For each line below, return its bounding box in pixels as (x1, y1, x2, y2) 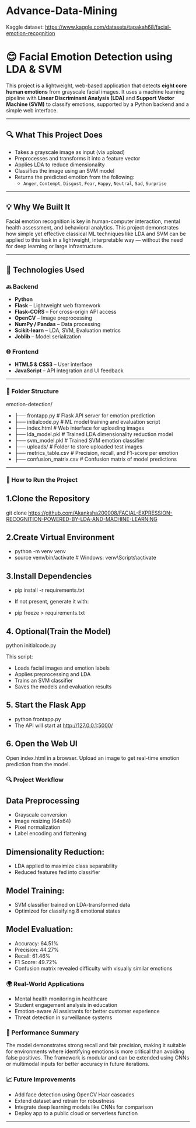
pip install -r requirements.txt (14, 587, 85, 594)
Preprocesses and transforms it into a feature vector (14, 155, 141, 162)
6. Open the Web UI (6, 739, 78, 749)
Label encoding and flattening (14, 830, 87, 837)
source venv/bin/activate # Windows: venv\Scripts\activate (14, 554, 156, 561)
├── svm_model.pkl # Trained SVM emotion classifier (14, 437, 145, 444)
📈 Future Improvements (6, 1075, 76, 1084)
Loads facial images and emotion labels (14, 664, 110, 671)
